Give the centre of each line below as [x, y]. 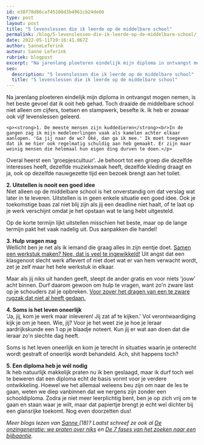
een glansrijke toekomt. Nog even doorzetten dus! [69, 411]
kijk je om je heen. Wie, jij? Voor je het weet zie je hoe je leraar [84, 323]
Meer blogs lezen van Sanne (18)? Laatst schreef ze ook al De [84, 423]
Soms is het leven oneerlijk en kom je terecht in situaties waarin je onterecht [101, 348]
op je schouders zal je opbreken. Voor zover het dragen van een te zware [98, 292]
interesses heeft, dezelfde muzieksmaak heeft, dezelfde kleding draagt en [99, 167]
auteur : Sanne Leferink [36, 52]
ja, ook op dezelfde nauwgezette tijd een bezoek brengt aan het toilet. [93, 173]
